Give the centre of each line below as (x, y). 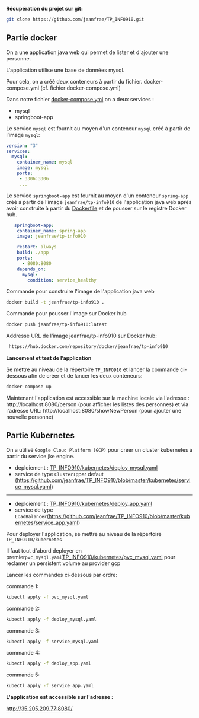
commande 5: (23, 675)
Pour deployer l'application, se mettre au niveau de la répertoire (84, 534)
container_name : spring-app (51, 231)
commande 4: (23, 653)
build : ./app (33, 253)
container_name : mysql (45, 162)
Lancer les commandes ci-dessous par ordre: (62, 575)
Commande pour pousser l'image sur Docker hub (66, 314)
